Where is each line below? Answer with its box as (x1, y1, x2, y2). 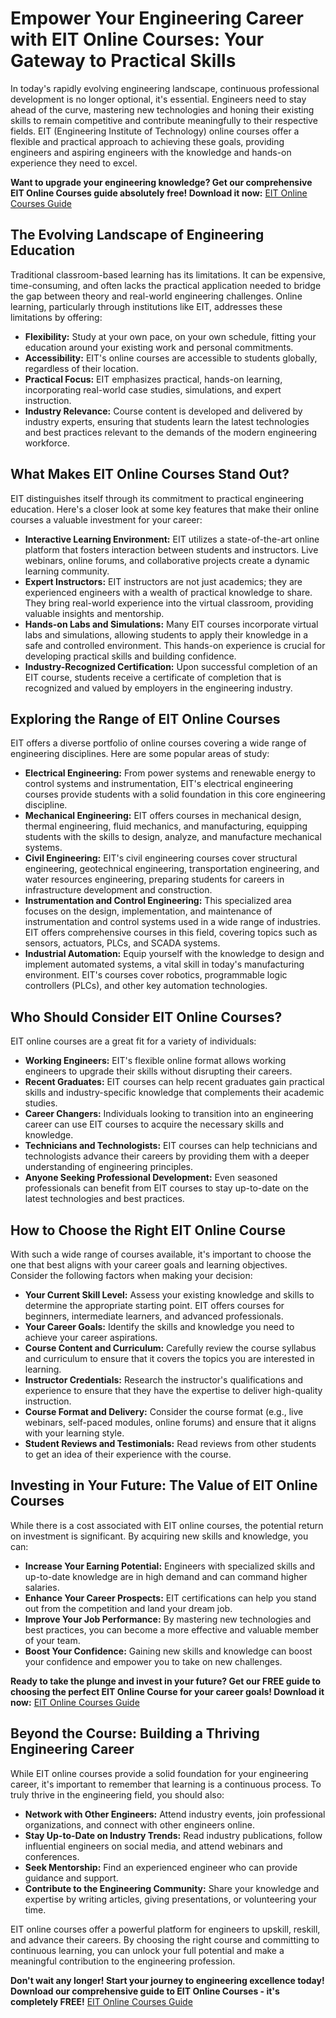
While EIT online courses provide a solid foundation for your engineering (10, 1767, 309, 1779)
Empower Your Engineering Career (10, 7, 304, 30)
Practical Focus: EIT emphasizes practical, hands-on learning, (24, 373, 283, 385)
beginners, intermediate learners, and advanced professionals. (24, 1310, 284, 1322)
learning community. (24, 565, 110, 577)
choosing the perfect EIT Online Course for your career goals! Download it (10, 1685, 325, 1697)
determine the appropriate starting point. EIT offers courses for (24, 1300, 285, 1311)
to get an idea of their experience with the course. (24, 1448, 232, 1460)
